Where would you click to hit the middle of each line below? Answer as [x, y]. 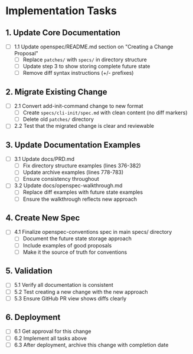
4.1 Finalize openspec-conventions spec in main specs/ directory [93, 232]
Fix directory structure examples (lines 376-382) [82, 166]
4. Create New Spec [43, 218]
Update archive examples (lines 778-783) [73, 173]
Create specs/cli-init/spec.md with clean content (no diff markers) [105, 113]
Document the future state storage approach [77, 239]
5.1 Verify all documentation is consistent [63, 285]
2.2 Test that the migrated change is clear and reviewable [84, 126]
